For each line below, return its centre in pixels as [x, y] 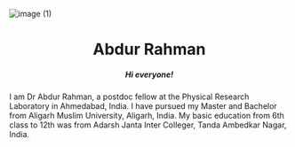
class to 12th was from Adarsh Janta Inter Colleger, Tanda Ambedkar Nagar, [148, 125]
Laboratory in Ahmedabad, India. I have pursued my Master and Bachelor [143, 106]
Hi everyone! [149, 74]
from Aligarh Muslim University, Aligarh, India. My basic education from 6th [147, 116]
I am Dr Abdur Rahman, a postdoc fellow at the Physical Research [129, 97]
